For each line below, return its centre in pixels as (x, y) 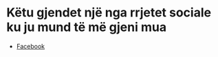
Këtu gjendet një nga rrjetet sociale (109, 13)
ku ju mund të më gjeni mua (86, 27)
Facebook (31, 46)
